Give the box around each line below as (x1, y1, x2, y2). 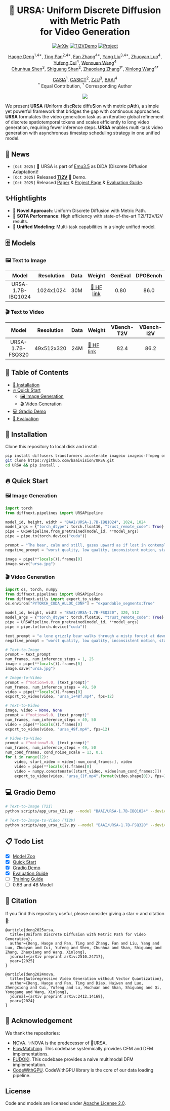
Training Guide (12, 876, 44, 882)
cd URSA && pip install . (5, 463, 60, 468)
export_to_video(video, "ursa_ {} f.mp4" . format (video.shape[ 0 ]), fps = (14, 774, 164, 779)
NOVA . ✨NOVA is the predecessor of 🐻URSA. (12, 1040, 107, 1046)
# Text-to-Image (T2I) (5, 804, 53, 809)
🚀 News (5, 150, 30, 158)
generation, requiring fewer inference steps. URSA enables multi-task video (5, 124, 163, 131)
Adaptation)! (12, 169, 39, 175)
